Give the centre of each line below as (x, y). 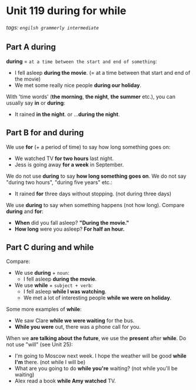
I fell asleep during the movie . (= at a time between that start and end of (102, 72)
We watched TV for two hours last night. (64, 158)
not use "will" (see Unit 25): (39, 345)
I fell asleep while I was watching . (65, 292)
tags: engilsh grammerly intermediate (52, 27)
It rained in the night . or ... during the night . (67, 114)
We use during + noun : (42, 273)
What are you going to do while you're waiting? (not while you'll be (96, 368)
